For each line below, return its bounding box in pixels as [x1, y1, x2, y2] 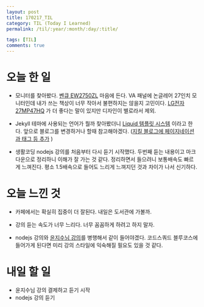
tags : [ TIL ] [6, 37, 37, 43]
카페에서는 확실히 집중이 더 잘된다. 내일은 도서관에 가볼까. [15, 208, 152, 215]
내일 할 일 [6, 265, 51, 279]
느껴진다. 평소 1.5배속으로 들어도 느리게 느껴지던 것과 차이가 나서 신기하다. [21, 163, 198, 170]
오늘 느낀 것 [6, 187, 61, 201]
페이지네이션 [164, 127, 195, 134]
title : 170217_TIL [6, 15, 53, 21]
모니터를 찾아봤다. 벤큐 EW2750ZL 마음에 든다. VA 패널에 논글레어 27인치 [15, 92, 191, 99]
